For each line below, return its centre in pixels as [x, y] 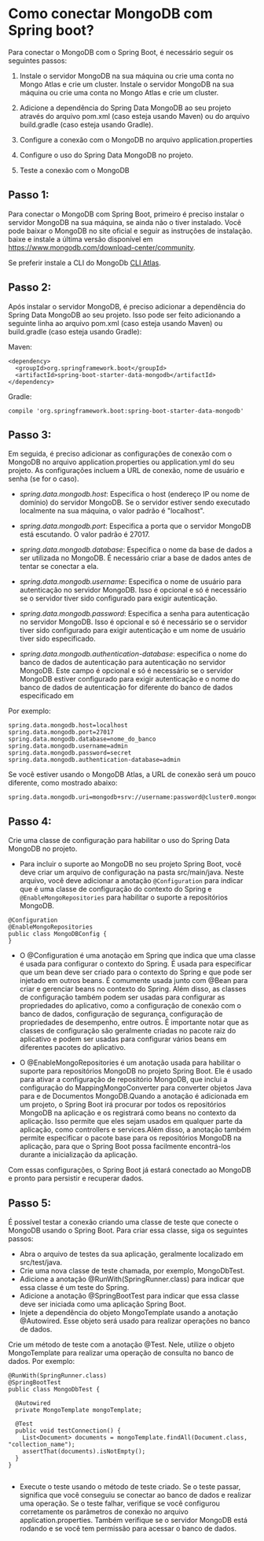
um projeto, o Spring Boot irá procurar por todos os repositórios [123, 1105]
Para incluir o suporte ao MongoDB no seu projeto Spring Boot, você [130, 864]
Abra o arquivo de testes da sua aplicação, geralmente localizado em [131, 1254]
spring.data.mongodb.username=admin [68, 746]
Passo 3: [30, 435]
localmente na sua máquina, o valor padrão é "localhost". [112, 511]
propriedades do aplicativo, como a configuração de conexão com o [130, 1006]
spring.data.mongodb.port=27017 [61, 733]
